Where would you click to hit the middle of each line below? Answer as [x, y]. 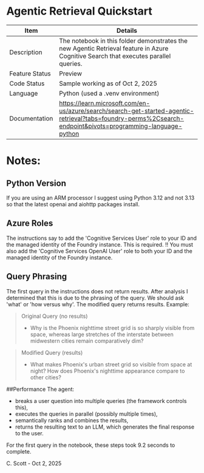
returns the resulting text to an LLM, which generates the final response [105, 427]
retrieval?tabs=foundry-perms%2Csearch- [121, 118]
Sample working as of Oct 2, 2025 [108, 83]
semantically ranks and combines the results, [72, 420]
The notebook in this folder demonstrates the [124, 41]
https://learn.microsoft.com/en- [105, 103]
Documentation [31, 118]
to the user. [29, 433]
